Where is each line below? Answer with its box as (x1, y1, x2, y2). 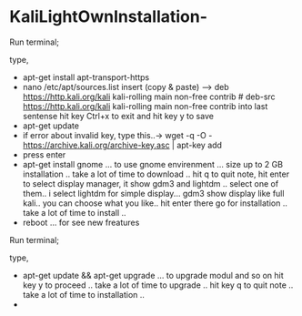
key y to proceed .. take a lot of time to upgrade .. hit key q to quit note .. (22, 280, 294, 291)
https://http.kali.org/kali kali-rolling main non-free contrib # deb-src (22, 91, 276, 102)
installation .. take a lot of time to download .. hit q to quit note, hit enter (22, 168, 289, 179)
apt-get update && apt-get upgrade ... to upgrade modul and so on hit (22, 270, 284, 280)
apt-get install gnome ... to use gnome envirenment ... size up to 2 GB (22, 158, 284, 169)
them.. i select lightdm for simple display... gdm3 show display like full (22, 188, 285, 199)
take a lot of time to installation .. (22, 289, 146, 300)
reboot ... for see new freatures (22, 217, 140, 228)
